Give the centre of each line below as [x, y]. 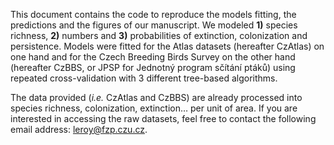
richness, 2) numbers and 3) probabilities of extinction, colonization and [159, 35]
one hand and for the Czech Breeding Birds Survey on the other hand [153, 57]
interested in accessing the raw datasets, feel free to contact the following [163, 118]
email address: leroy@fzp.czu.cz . [79, 129]
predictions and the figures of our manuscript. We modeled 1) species [154, 25]
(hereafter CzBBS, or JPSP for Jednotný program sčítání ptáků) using [153, 67]
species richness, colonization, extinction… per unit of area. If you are [154, 108]
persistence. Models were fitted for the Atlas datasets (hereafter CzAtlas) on [167, 46]
